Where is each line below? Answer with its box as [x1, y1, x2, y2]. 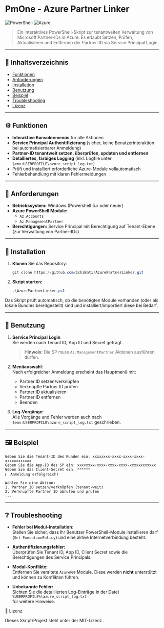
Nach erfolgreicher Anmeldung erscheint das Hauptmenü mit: [12, 369, 136, 375]
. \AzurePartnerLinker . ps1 [12, 288, 65, 294]
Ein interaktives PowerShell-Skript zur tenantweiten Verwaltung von [17, 29, 153, 35]
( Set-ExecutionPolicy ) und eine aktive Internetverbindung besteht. [12, 534, 146, 540]
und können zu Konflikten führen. [12, 575, 80, 580]
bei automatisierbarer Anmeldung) [12, 145, 82, 151]
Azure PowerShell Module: [12, 208, 68, 214]
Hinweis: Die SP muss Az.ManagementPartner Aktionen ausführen [24, 349, 155, 355]
